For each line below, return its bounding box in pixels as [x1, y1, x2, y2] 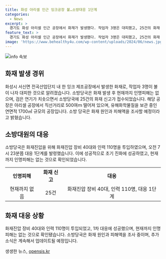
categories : [5, 12, 30, 17]
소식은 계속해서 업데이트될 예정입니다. [5, 238, 78, 244]
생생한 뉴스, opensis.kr [5, 248, 50, 255]
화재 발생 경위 [5, 70, 44, 78]
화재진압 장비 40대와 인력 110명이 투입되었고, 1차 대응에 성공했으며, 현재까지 [5, 225, 152, 231]
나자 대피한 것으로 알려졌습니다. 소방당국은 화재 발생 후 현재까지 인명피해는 [10, 89, 154, 95]
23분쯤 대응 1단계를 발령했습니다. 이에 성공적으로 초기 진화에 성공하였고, [10, 150, 149, 156]
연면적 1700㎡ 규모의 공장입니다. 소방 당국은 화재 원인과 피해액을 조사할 [5, 108, 143, 114]
